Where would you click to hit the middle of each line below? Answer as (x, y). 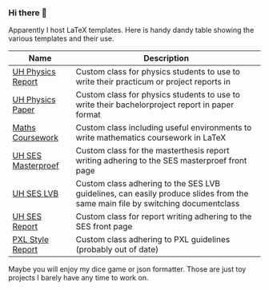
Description (167, 58)
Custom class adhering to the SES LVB (148, 184)
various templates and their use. (61, 38)
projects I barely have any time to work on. (78, 278)
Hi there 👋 (28, 13)
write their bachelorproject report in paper (155, 105)
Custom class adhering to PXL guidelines (153, 240)
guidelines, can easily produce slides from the (162, 193)
